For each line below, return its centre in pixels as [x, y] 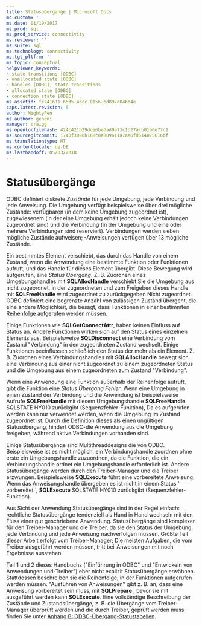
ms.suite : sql [24, 46]
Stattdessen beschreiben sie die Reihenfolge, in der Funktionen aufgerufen [99, 578]
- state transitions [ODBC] [42, 74]
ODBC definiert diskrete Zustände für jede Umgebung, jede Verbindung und [101, 199]
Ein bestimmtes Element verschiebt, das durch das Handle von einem [92, 256]
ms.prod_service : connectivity [46, 34]
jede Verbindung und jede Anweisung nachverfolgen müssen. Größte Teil [97, 534]
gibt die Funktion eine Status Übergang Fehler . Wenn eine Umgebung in [96, 388]
